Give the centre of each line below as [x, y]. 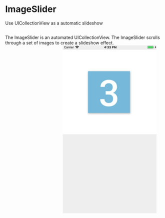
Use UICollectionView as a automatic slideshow [54, 23]
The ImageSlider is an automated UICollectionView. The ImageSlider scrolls [82, 37]
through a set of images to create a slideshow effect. [59, 43]
